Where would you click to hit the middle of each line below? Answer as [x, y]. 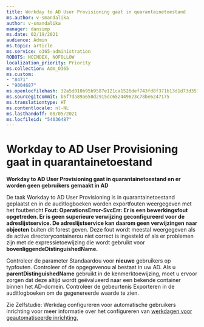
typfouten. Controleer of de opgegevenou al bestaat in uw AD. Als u [91, 267]
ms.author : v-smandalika [38, 18]
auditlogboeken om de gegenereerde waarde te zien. [73, 293]
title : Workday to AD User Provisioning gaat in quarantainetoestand [96, 12]
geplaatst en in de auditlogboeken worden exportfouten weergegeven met [99, 204]
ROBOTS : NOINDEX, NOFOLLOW [40, 57]
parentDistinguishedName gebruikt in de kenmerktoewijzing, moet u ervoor [102, 274]
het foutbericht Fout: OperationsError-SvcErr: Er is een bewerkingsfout [97, 210]
